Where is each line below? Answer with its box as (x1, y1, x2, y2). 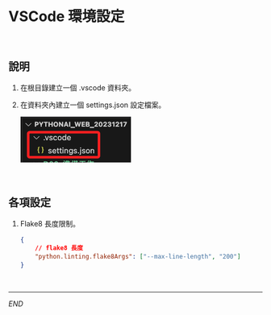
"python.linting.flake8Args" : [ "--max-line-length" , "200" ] (35, 253, 241, 261)
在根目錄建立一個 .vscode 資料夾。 (19, 82, 136, 93)
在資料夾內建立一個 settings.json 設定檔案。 (19, 100, 166, 110)
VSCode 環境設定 (8, 7, 125, 26)
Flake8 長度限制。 (19, 218, 81, 228)
